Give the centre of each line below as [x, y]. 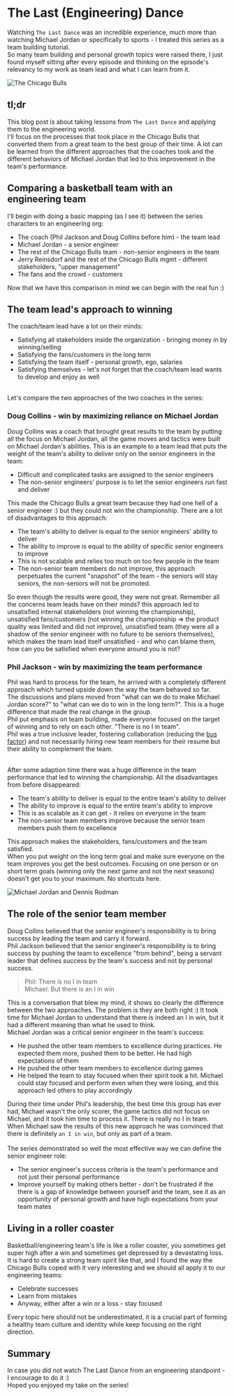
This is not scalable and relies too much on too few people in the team [118, 561]
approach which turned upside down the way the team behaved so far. [109, 689]
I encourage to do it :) [38, 1378]
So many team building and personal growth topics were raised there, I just [115, 54]
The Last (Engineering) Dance [95, 13]
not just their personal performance [68, 1177]
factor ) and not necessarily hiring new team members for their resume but [114, 741]
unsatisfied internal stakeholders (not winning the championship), [101, 611]
